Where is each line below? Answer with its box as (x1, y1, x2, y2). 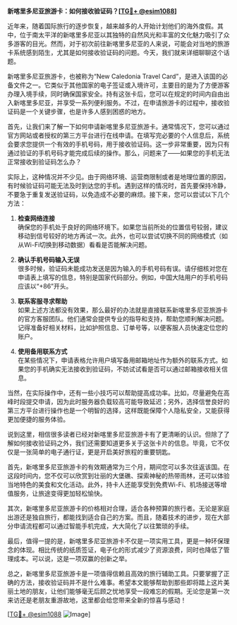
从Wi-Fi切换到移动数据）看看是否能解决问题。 (17, 241, 152, 249)
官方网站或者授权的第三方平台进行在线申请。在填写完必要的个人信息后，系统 (7, 131, 230, 140)
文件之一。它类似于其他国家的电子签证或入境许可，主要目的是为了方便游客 (13, 81, 230, 89)
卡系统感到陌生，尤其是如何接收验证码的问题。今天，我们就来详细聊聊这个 (7, 49, 224, 56)
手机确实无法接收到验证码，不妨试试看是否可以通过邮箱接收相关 (36, 365, 222, 373)
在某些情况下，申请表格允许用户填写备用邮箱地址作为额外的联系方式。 (17, 356, 222, 364)
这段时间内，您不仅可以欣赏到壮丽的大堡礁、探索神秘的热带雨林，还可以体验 (7, 472, 230, 480)
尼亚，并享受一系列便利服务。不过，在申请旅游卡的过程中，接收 (37, 99, 224, 107)
